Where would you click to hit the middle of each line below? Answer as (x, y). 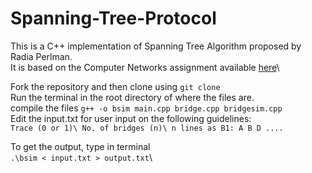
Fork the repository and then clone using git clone (115, 86)
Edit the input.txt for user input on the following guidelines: (131, 118)
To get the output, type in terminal (80, 146)
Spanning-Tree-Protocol (113, 18)
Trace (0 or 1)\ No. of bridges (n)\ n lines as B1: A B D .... (147, 128)
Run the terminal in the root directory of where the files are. (132, 97)
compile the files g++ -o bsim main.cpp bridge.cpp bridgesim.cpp (146, 108)
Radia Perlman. (41, 56)
